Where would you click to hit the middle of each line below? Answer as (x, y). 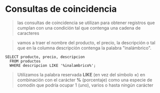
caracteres (28, 33)
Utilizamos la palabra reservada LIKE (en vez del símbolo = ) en (81, 74)
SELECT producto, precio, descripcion (45, 57)
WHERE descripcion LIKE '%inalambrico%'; (53, 65)
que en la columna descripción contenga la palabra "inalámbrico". (84, 48)
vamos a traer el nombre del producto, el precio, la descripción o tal (86, 42)
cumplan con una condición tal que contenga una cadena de (79, 28)
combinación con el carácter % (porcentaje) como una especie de (85, 80)
